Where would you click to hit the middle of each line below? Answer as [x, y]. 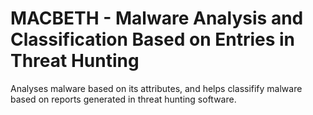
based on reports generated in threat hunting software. [123, 99]
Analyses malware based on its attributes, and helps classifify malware [156, 88]
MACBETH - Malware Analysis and [157, 18]
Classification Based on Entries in [153, 39]
